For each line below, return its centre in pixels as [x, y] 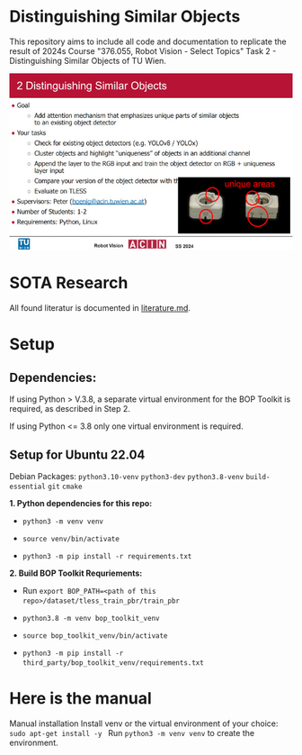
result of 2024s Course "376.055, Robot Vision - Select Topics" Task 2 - [143, 50]
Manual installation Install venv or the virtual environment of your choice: [144, 723]
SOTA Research [69, 283]
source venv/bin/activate [71, 539]
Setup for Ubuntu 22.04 [77, 455]
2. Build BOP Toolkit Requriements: [76, 573]
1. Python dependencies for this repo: [81, 504]
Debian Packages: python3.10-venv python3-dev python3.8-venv [127, 477]
